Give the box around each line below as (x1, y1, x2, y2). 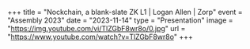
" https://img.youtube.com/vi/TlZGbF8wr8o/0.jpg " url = (7, 24, 186, 33)
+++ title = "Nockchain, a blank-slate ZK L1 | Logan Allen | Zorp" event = (7, 8, 243, 16)
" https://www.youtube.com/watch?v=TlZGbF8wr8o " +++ (7, 32, 193, 41)
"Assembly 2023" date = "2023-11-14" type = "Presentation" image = (7, 16, 233, 25)
